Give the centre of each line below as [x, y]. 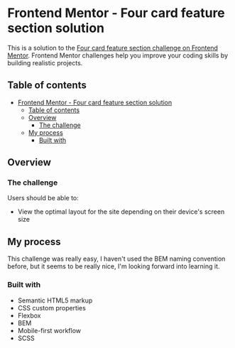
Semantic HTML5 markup [55, 300]
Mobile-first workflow [49, 330]
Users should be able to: [43, 198]
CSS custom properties [52, 308]
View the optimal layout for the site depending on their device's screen [121, 212]
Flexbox [29, 315]
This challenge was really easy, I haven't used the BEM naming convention [116, 259]
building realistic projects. [45, 62]
